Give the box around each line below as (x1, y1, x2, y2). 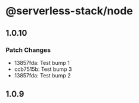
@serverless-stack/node (5, 4, 134, 18)
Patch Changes (5, 46, 51, 54)
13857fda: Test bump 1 (14, 59, 70, 66)
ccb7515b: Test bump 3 (14, 65, 72, 73)
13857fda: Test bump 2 (14, 71, 71, 79)
